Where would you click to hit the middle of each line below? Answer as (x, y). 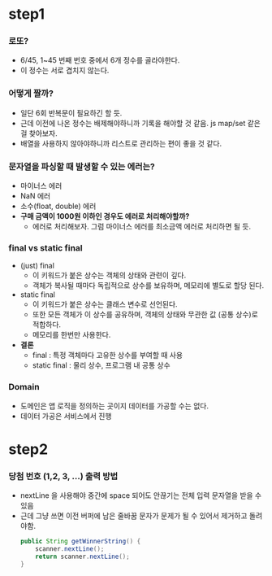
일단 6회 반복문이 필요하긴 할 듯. (71, 113)
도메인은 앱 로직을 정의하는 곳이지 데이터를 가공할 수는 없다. (114, 406)
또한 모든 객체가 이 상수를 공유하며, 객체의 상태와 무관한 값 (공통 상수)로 (145, 315)
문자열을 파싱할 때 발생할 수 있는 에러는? (82, 166)
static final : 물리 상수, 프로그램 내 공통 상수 (101, 365)
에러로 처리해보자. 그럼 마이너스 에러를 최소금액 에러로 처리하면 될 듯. (142, 227)
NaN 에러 (35, 196)
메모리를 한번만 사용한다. (71, 335)
